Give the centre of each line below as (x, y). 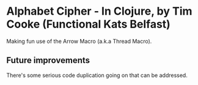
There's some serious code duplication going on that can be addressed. (97, 75)
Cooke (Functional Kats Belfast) (89, 24)
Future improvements (48, 60)
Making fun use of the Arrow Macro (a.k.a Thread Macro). (79, 41)
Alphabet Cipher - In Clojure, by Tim (99, 11)
